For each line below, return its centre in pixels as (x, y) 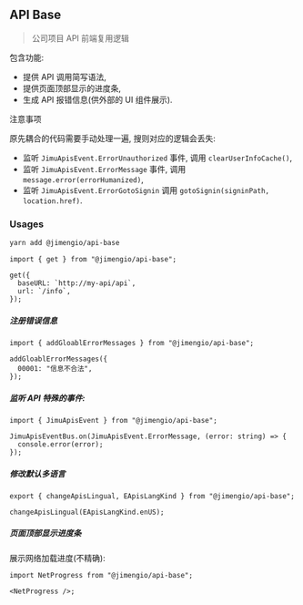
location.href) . (53, 200)
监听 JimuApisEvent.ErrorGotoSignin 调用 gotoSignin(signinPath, (146, 190)
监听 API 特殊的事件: (47, 398)
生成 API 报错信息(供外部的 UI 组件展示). (97, 99)
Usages (26, 224)
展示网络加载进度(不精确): (58, 558)
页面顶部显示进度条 (45, 533)
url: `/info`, (44, 291)
